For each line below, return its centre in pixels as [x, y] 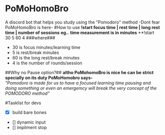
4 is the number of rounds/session [47, 63]
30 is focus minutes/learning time [46, 47]
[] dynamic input [29, 122]
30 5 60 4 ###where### [30, 38]
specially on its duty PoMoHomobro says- [49, 78]
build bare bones [29, 112]
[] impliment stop [29, 127]
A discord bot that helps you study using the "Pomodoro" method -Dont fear [82, 22]
